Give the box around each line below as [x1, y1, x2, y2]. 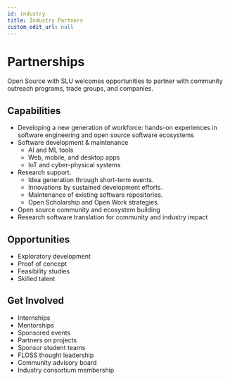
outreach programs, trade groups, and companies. [7, 84, 153, 93]
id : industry [7, 10, 46, 18]
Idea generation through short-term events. [27, 176, 154, 184]
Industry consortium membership [17, 366, 115, 374]
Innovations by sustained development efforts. [27, 183, 163, 192]
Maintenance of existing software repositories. [27, 190, 163, 199]
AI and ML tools [27, 146, 74, 155]
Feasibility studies [17, 266, 70, 275]
